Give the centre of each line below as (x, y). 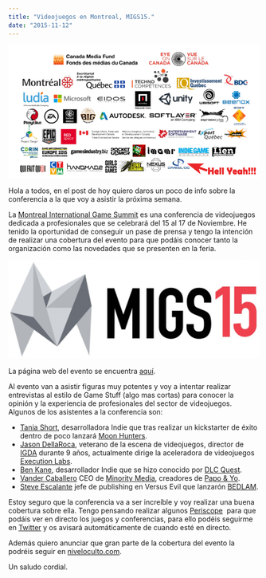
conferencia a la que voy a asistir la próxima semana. (95, 199)
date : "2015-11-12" (41, 25)
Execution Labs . (46, 462)
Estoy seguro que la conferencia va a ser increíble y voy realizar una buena (131, 502)
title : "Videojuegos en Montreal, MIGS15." (82, 17)
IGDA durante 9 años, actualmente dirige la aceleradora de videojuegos (137, 453)
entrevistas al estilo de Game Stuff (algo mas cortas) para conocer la (121, 395)
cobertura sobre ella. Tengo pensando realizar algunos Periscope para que (132, 511)
